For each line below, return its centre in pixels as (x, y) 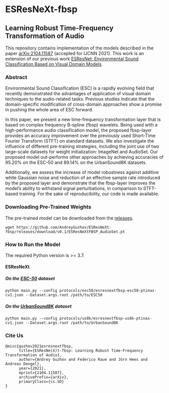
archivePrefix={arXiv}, (44, 377)
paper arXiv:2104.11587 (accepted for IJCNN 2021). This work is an (75, 53)
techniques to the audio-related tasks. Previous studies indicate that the (80, 99)
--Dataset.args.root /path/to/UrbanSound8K (72, 323)
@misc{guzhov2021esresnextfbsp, (39, 346)
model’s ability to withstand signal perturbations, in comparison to (74, 189)
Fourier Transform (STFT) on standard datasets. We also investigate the (80, 141)
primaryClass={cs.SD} (41, 381)
